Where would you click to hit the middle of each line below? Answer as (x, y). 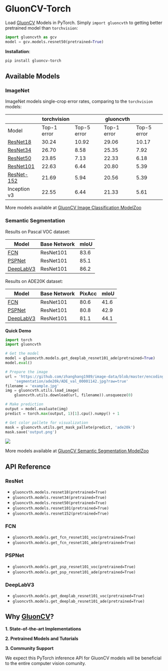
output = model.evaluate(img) (37, 409)
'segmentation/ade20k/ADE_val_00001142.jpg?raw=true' (71, 381)
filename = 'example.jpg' (32, 386)
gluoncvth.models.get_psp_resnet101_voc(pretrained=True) (74, 567)
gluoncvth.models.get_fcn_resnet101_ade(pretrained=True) (74, 543)
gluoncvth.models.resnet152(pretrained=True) (60, 514)
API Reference (28, 467)
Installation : (18, 51)
